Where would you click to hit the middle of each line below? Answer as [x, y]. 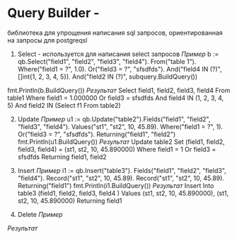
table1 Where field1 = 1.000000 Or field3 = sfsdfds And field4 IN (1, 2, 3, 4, [116, 98]
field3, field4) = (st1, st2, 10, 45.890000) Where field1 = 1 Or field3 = [117, 149]
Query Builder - [53, 13]
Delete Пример [40, 214]
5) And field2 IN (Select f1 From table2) [64, 105]
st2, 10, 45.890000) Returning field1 [70, 201]
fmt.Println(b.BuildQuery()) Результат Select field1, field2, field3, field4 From [119, 90]
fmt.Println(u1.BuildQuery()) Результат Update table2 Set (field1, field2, [121, 141]
